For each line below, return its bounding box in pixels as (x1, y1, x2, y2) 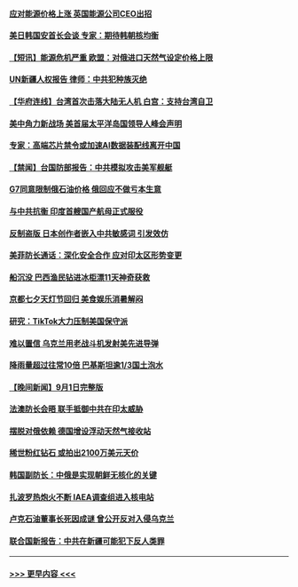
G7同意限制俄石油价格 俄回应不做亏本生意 (9, 184, 161, 194)
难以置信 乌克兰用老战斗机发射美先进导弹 (9, 337, 160, 348)
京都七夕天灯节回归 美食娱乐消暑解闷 (9, 294, 144, 305)
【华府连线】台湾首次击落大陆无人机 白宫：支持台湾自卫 (9, 96, 214, 107)
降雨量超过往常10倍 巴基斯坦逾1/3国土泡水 (9, 360, 164, 370)
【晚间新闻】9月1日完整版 (9, 382, 104, 393)
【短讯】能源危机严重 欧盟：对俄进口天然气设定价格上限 (9, 52, 214, 62)
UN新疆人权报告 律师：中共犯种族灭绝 (9, 74, 148, 84)
